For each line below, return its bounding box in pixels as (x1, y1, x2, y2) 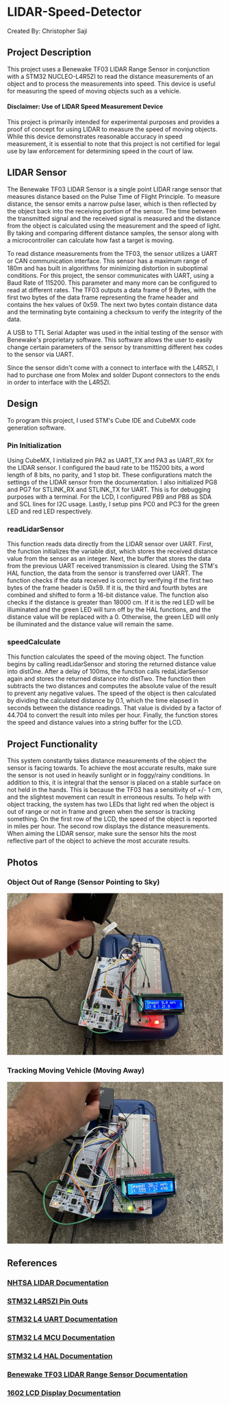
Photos (7, 856, 38, 868)
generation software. (7, 423, 66, 432)
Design (7, 398, 38, 410)
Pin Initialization (7, 441, 62, 450)
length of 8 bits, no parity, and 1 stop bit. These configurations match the (7, 471, 212, 479)
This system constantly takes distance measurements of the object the (7, 756, 207, 765)
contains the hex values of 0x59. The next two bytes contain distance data (7, 300, 218, 309)
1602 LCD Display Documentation (7, 1388, 121, 1398)
